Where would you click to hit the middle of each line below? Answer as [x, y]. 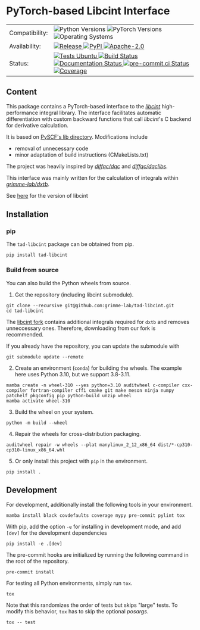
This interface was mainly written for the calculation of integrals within [92, 177]
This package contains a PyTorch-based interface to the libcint [83, 106]
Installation [27, 215]
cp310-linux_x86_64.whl [36, 450]
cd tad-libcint [25, 311]
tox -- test [21, 622]
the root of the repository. [38, 561]
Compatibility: [29, 33]
